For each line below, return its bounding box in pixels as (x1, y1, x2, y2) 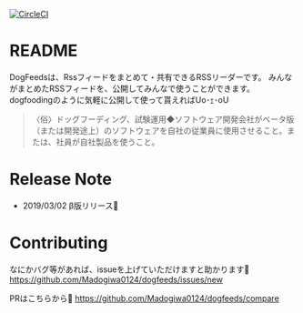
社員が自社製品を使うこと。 (56, 136, 160, 147)
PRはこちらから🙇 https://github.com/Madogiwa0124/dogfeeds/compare (9, 292, 279, 304)
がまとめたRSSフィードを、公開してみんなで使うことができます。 (9, 83, 255, 94)
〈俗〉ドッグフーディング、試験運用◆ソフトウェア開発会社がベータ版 (31, 114, 295, 125)
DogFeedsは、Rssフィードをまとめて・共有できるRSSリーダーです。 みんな (9, 71, 293, 82)
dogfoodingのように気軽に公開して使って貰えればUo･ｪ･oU (9, 94, 229, 105)
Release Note (9, 169, 112, 190)
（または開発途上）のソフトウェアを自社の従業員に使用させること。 (31, 125, 288, 136)
